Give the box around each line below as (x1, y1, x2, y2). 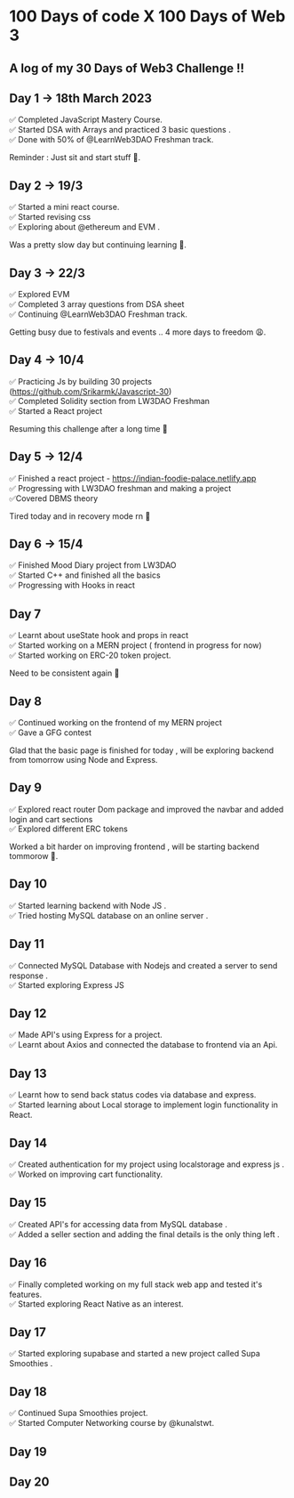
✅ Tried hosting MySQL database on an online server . (9, 910, 209, 920)
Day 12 (9, 1006, 47, 1021)
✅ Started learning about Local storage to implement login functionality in (9, 1099, 278, 1110)
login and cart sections (9, 814, 93, 824)
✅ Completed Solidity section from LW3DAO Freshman (9, 395, 211, 406)
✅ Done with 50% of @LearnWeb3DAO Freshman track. (9, 134, 214, 145)
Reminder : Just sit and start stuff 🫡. (9, 152, 141, 163)
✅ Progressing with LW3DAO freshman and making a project (9, 482, 232, 493)
